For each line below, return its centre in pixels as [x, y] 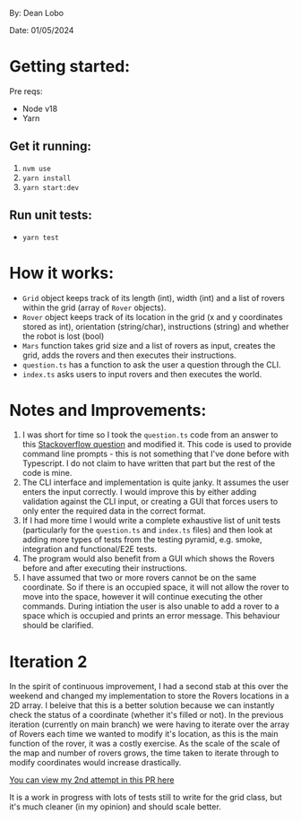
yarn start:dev [51, 187]
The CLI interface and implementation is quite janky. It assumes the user [155, 482]
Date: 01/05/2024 [42, 30]
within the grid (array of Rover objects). [94, 307]
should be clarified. [58, 626]
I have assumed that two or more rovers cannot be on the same [139, 578]
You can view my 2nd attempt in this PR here [92, 780]
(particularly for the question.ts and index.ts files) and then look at [147, 530]
